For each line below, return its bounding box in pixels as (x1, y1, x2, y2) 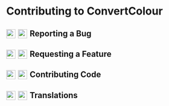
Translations (30, 90, 78, 101)
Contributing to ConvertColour (6, 4, 163, 18)
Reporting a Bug (30, 28, 92, 39)
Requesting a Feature (30, 48, 112, 59)
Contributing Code (30, 70, 101, 80)
